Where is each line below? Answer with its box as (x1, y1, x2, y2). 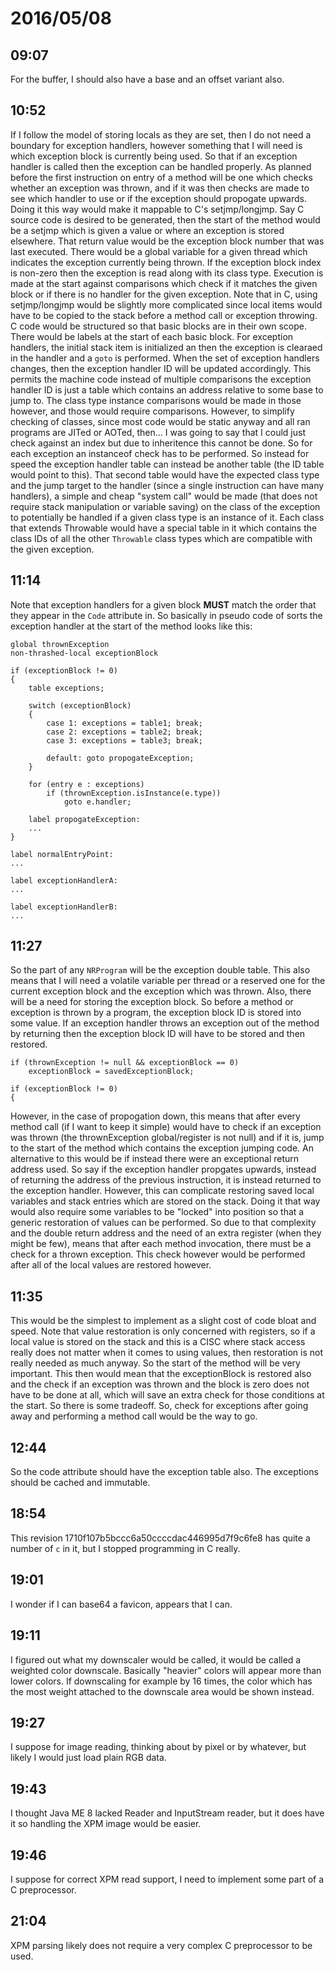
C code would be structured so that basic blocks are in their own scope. (10, 320, 307, 332)
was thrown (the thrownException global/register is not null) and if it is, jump (10, 1132, 325, 1144)
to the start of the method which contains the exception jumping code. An (10, 1142, 314, 1154)
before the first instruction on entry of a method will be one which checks (10, 171, 313, 183)
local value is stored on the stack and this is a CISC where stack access (10, 1336, 306, 1348)
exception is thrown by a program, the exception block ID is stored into (10, 1007, 302, 1019)
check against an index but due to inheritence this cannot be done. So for (10, 437, 313, 449)
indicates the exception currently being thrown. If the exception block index (10, 256, 322, 268)
